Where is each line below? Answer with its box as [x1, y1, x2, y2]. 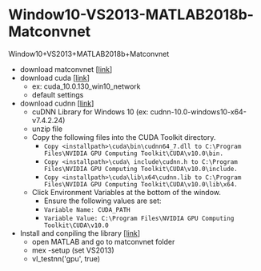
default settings [31, 90, 84, 99]
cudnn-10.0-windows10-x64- [150, 106, 247, 117]
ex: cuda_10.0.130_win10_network [31, 82, 142, 91]
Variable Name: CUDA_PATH [43, 205, 130, 213]
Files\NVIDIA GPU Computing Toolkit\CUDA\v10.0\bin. [43, 149, 224, 157]
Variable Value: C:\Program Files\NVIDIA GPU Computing [43, 214, 235, 222]
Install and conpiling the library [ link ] [19, 228, 140, 237]
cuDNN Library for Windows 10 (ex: [31, 106, 149, 117]
